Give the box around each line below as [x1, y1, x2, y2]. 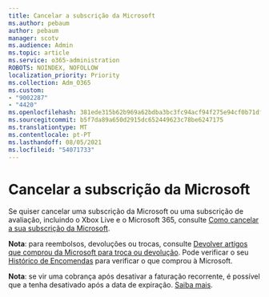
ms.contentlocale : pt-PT [8, 130, 91, 138]
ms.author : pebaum [8, 19, 70, 27]
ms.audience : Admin [8, 42, 74, 50]
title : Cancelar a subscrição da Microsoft [8, 11, 156, 20]
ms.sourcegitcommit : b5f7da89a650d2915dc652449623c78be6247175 [8, 116, 224, 124]
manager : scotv [8, 34, 59, 42]
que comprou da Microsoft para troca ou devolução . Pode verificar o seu [8, 247, 249, 257]
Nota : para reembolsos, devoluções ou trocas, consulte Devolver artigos [8, 239, 248, 249]
